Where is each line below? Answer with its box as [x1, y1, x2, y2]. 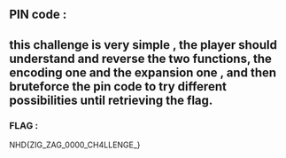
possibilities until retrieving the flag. [9, 92, 213, 107]
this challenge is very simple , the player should [9, 37, 277, 52]
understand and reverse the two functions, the [9, 51, 273, 66]
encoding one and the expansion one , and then [9, 65, 277, 80]
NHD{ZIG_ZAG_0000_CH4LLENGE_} [9, 139, 141, 150]
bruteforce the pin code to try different [9, 79, 228, 94]
